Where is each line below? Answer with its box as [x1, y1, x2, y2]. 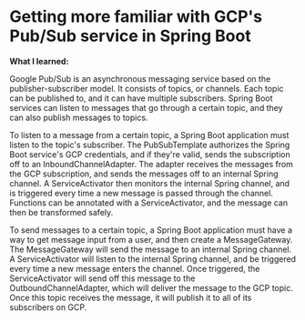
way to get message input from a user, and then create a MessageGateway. [9, 234, 293, 245]
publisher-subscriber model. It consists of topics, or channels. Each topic [9, 83, 284, 94]
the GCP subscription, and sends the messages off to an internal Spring [9, 168, 280, 179]
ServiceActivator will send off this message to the [9, 273, 196, 284]
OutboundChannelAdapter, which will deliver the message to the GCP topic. [9, 282, 293, 293]
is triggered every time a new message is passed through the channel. [9, 187, 273, 198]
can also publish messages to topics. [9, 112, 148, 123]
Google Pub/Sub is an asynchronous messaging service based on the [9, 73, 271, 84]
